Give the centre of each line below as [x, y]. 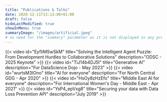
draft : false [19, 19]
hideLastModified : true [30, 24]
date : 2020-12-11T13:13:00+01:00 [40, 14]
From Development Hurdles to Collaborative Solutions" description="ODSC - [83, 57]
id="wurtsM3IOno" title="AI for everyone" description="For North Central [80, 73]
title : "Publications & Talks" [38, 10]
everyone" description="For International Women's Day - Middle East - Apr [82, 83]
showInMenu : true [23, 28]
